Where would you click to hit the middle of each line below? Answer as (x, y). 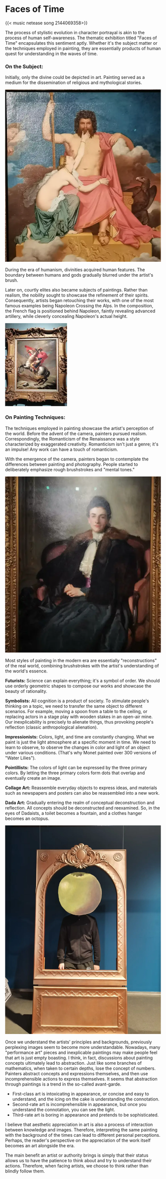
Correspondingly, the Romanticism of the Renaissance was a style (72, 439)
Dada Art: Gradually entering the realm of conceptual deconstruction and (80, 803)
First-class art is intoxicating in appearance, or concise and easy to (81, 1094)
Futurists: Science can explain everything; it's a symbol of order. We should (83, 680)
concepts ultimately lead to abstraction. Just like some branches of (73, 1063)
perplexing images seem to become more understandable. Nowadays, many (83, 1047)
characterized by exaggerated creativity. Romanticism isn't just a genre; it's (82, 444)
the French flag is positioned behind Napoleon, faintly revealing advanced (80, 311)
